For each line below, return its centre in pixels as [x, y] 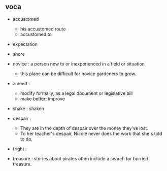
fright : [20, 149]
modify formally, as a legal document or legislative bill [76, 93]
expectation [25, 44]
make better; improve [42, 98]
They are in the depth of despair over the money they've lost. [84, 128]
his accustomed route [43, 29]
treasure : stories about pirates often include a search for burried [80, 158]
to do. [26, 139]
